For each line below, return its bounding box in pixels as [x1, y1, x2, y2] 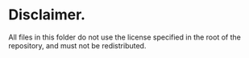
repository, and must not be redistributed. [8, 40, 147, 50]
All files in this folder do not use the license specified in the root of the [8, 32, 242, 42]
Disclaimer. [8, 6, 86, 24]
